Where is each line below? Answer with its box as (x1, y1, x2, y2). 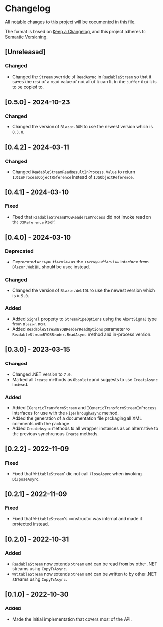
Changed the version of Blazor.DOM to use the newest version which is (12, 124, 153, 130)
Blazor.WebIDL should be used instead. (12, 264, 90, 270)
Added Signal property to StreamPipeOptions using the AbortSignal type (12, 316, 157, 322)
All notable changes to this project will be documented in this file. (5, 19, 136, 25)
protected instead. (12, 521, 49, 527)
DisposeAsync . (12, 476, 40, 482)
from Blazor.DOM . (12, 321, 46, 327)
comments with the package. (12, 420, 71, 426)
